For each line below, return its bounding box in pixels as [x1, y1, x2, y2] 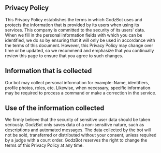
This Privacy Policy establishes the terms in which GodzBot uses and [5, 16, 143, 22]
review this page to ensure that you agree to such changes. [5, 53, 123, 59]
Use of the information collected [5, 104, 104, 112]
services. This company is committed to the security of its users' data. [5, 27, 145, 33]
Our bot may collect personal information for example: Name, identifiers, [5, 79, 149, 85]
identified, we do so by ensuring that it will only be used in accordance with [5, 37, 156, 43]
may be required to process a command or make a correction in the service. [5, 90, 157, 96]
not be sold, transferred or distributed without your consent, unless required [5, 132, 157, 138]
